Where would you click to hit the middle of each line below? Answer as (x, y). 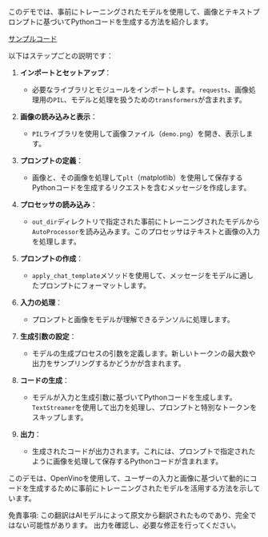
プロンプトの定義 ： (52, 161)
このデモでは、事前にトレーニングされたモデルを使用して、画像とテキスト (131, 12)
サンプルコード (33, 39)
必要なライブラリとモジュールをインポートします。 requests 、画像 (140, 89)
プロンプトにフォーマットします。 (94, 285)
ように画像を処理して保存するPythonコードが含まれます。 (127, 461)
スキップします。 (60, 417)
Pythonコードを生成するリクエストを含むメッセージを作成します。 (141, 187)
